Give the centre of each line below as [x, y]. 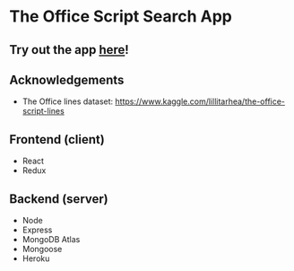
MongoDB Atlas [51, 240]
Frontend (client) [57, 140]
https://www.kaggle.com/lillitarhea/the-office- [200, 101]
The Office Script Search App [121, 17]
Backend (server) [59, 199]
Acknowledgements [67, 79]
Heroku [36, 258]
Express [37, 230]
